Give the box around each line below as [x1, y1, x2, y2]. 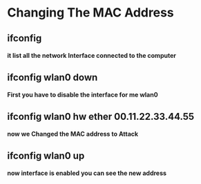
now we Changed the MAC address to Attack [7, 130, 139, 139]
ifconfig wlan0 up [7, 150, 85, 161]
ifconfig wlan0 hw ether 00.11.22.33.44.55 [7, 110, 195, 122]
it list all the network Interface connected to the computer [7, 52, 176, 60]
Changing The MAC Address [7, 5, 174, 21]
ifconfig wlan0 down [7, 71, 98, 83]
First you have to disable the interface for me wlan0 [7, 91, 158, 99]
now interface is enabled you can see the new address [7, 169, 167, 177]
